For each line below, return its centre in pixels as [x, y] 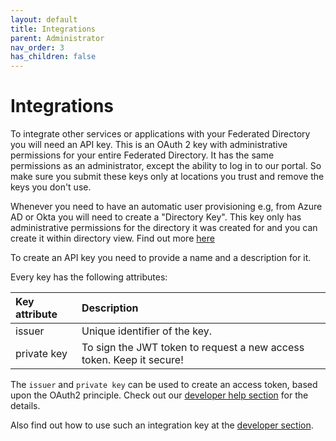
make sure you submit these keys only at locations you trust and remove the [167, 177]
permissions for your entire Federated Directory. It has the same [142, 155]
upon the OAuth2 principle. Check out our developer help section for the [159, 395]
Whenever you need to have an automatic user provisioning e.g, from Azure [166, 207]
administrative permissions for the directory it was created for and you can [164, 228]
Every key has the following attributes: [89, 277]
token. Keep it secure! [132, 360]
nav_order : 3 [37, 47]
